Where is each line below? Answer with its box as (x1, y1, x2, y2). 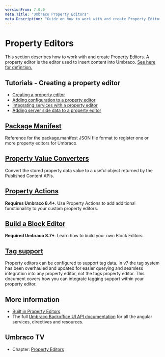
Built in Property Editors (12, 309, 60, 314)
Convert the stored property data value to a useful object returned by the (5, 167, 153, 173)
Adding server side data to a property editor (12, 107, 102, 113)
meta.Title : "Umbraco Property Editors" (5, 12, 89, 17)
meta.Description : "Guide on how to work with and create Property (5, 16, 146, 21)
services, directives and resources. (12, 319, 83, 324)
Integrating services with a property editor (12, 102, 98, 108)
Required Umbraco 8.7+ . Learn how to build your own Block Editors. (5, 233, 144, 239)
